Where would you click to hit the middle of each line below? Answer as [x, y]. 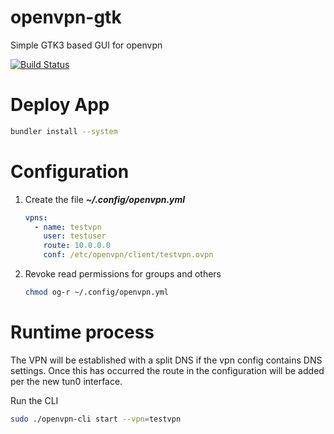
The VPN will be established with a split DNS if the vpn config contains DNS [166, 360]
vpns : [36, 217]
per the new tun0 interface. [66, 381]
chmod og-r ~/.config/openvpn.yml [96, 292]
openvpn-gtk [66, 17]
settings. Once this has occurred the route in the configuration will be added [167, 370]
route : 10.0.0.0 [77, 246]
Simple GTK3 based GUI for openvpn [86, 45]
